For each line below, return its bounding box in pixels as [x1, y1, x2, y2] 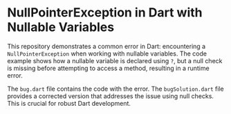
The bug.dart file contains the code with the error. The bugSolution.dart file [7, 84, 224, 93]
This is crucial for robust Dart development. [7, 99, 131, 107]
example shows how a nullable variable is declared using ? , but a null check [7, 56, 223, 65]
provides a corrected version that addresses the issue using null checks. [7, 91, 214, 100]
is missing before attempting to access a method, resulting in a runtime [7, 64, 210, 72]
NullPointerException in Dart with [7, 5, 203, 21]
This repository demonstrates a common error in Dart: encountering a [7, 42, 206, 50]
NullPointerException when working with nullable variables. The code [7, 49, 207, 58]
